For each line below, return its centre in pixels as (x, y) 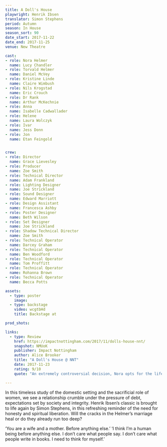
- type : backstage (29, 305)
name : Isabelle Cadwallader (39, 112)
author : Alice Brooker (38, 355)
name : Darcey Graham (31, 245)
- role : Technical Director (34, 175)
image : (21, 300)
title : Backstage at (35, 314)
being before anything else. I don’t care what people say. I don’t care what (81, 434)
